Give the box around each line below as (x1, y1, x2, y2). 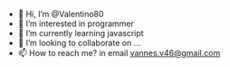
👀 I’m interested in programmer (17, 18, 134, 29)
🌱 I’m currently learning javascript (17, 28, 144, 38)
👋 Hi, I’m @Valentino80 (17, 9, 104, 19)
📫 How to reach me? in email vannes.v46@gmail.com (17, 48, 221, 58)
